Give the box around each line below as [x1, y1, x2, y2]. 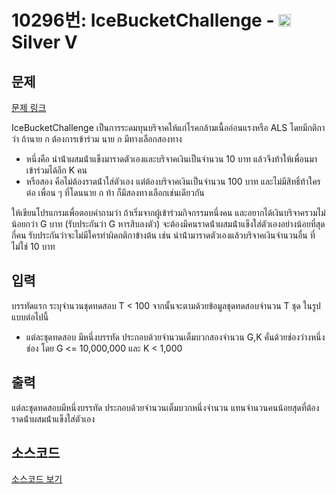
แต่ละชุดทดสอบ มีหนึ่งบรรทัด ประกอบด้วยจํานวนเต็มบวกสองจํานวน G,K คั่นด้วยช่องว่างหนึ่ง [25, 331, 326, 343]
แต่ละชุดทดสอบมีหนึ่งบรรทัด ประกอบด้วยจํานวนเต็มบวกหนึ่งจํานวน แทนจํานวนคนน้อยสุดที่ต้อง [11, 401, 320, 413]
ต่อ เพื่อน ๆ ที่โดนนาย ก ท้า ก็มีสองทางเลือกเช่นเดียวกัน [25, 187, 205, 198]
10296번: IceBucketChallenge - [11, 9, 275, 32]
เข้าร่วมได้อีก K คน [25, 164, 88, 176]
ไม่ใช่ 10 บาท [11, 241, 56, 252]
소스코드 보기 [11, 473, 63, 485]
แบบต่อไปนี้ [11, 311, 49, 323]
